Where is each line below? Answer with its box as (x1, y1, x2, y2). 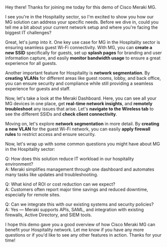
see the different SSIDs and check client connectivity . (5, 111, 118, 117)
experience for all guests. (5, 61, 57, 66)
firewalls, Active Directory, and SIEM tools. (5, 212, 92, 218)
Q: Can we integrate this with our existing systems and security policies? (5, 201, 154, 207)
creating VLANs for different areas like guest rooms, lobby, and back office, (5, 75, 161, 81)
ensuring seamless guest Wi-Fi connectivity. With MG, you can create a (5, 45, 153, 50)
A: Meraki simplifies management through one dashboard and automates (5, 166, 155, 172)
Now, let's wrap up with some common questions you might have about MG (5, 141, 160, 147)
